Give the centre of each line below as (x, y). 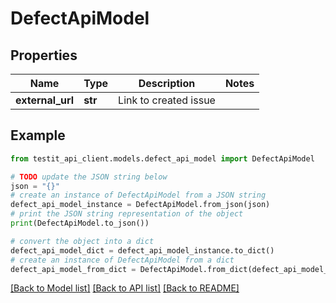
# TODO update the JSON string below (89, 177)
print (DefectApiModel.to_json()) (80, 223)
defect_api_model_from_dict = (73, 269)
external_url (45, 100)
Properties (44, 55)
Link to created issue (167, 100)
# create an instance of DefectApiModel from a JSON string (138, 195)
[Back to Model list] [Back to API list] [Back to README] (125, 288)
